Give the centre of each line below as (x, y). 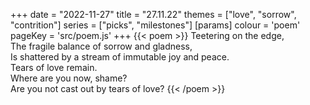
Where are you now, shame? (69, 78)
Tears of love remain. (54, 67)
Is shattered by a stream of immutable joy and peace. (120, 57)
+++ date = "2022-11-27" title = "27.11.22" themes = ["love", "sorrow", (153, 14)
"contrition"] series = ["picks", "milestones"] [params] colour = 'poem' (155, 25)
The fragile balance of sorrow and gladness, (101, 46)
